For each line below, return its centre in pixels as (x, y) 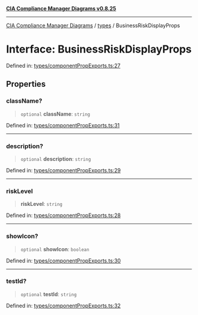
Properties (26, 84)
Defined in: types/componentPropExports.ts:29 (63, 170)
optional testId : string (49, 294)
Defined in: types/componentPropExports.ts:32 (63, 306)
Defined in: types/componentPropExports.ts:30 (63, 260)
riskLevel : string (42, 204)
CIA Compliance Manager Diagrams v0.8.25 (61, 9)
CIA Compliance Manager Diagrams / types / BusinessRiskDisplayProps (93, 25)
